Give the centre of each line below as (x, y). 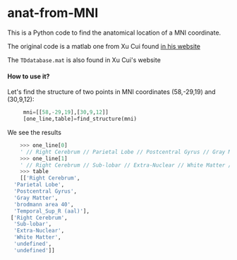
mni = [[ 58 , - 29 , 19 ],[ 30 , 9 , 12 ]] (66, 112)
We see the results (35, 132)
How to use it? (29, 76)
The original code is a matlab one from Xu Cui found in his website (104, 46)
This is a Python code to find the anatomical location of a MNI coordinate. (114, 32)
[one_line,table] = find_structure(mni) (80, 119)
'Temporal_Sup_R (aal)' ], (52, 211)
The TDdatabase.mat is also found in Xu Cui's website (84, 60)
